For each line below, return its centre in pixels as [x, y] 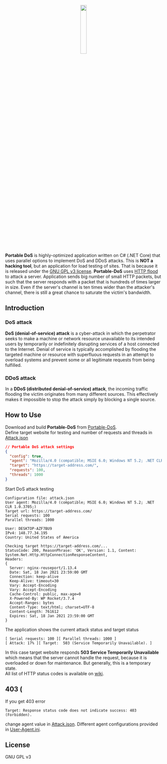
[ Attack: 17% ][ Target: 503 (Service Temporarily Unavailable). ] [79, 643]
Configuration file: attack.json [40, 498]
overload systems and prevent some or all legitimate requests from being [80, 360]
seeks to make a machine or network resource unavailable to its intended [80, 338]
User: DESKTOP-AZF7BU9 [29, 528]
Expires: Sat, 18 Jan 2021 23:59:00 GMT [52, 616]
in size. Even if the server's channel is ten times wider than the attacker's [80, 287]
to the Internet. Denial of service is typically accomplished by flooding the [81, 349]
